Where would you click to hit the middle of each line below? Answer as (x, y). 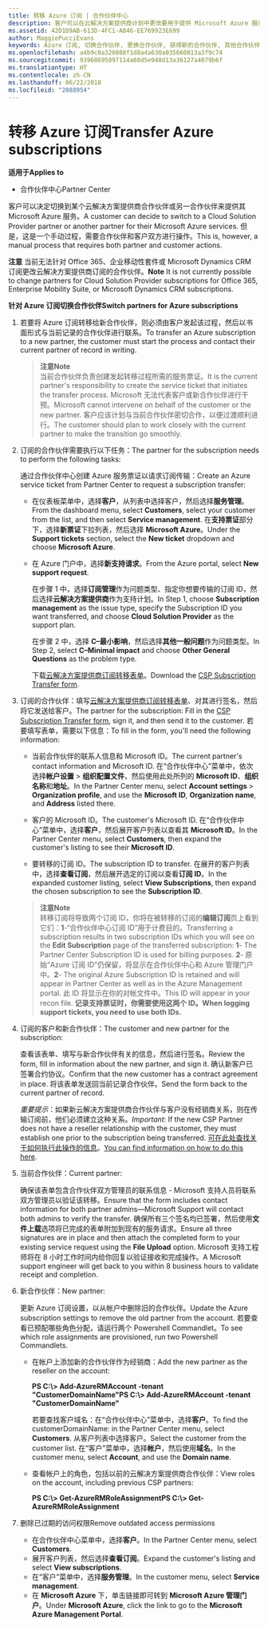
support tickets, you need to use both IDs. (110, 1012)
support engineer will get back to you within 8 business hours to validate (139, 1266)
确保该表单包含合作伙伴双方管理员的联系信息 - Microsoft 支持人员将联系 (138, 1190)
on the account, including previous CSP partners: (112, 1483)
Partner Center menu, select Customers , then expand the (126, 839)
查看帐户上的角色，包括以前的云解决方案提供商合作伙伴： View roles (143, 1474)
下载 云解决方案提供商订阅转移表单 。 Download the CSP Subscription (144, 675)
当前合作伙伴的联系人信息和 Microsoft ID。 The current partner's (137, 756)
